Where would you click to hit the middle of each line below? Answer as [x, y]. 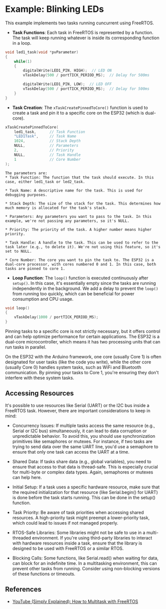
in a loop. [22, 43]
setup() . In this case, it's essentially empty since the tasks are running [84, 283]
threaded [22, 538]
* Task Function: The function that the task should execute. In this [80, 177]
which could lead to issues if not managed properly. [65, 523]
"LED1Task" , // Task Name [45, 136]
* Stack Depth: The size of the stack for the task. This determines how [83, 203]
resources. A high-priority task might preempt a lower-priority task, [81, 518]
